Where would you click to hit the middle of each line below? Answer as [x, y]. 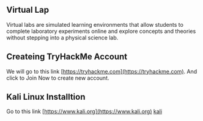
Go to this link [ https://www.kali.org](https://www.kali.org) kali [84, 111]
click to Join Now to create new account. [58, 78]
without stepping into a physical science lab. [62, 37]
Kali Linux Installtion [46, 97]
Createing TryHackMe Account [67, 57]
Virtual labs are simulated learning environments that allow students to [95, 24]
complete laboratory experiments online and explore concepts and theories [101, 31]
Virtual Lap [28, 10]
